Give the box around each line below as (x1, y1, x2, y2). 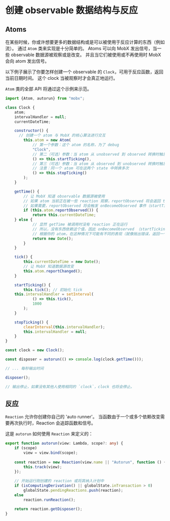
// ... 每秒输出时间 (5, 366, 44, 371)
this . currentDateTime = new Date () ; (23, 259, 101, 264)
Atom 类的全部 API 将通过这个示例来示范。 (5, 86, 92, 91)
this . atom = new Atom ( (23, 137, 71, 143)
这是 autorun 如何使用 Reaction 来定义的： (5, 431, 94, 437)
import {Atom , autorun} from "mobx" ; (5, 96, 85, 101)
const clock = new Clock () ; (5, 348, 65, 353)
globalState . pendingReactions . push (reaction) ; (23, 488, 123, 493)
